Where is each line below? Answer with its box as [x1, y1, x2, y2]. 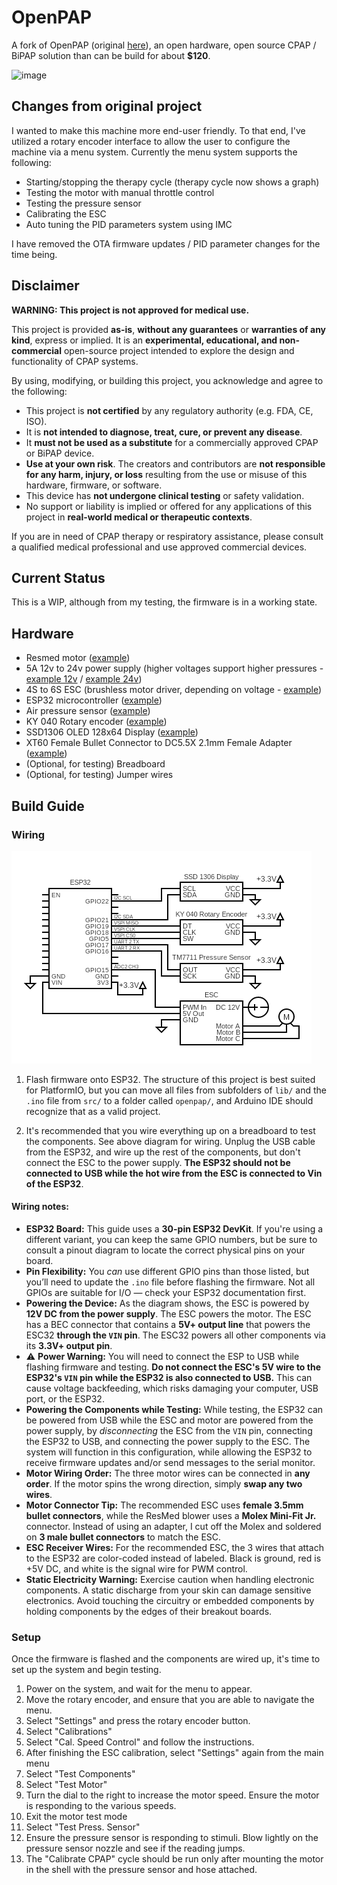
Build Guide [11, 797, 85, 815]
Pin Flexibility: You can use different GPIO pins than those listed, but [25, 1266, 310, 1278]
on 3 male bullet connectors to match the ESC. [25, 1531, 222, 1543]
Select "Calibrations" [25, 1726, 113, 1738]
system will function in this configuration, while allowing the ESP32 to [25, 1446, 313, 1458]
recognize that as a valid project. [25, 1105, 161, 1117]
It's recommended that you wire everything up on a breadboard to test [25, 1124, 316, 1136]
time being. [11, 248, 58, 260]
